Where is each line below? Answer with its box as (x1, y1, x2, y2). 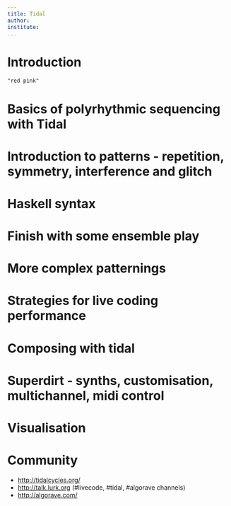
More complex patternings (7, 260, 166, 277)
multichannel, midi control (7, 387, 165, 403)
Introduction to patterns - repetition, (7, 148, 225, 164)
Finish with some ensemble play (7, 228, 200, 244)
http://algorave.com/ (17, 490, 78, 499)
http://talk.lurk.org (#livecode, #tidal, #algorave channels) (17, 483, 186, 492)
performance (7, 308, 86, 324)
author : (7, 17, 30, 24)
